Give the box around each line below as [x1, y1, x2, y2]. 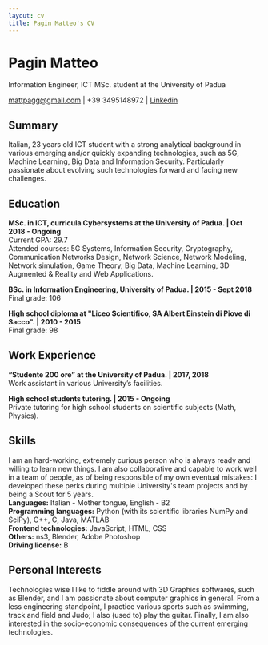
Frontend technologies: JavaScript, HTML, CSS [8, 523, 167, 532]
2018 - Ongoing [8, 227, 62, 237]
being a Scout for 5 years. [8, 489, 94, 499]
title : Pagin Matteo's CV [8, 19, 94, 27]
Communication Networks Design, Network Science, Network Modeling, [8, 253, 246, 262]
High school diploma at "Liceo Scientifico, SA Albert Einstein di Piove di [8, 309, 250, 318]
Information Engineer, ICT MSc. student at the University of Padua [8, 80, 226, 90]
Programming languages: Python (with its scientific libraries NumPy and [8, 506, 249, 516]
